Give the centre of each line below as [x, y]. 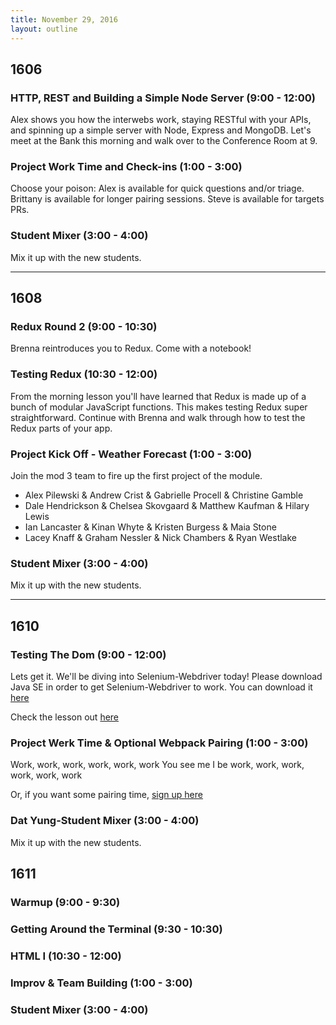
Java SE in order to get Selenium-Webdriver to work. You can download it [161, 687]
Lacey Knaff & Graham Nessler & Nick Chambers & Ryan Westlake [160, 538]
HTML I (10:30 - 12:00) [66, 956]
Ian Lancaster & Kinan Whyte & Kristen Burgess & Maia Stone [150, 527]
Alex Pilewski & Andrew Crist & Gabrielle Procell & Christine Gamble [164, 495]
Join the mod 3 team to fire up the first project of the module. [136, 476]
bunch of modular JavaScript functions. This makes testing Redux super [159, 407]
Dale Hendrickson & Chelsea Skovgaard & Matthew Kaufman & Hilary [167, 506]
